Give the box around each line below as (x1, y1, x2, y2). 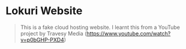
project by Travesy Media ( (20, 30, 87, 37)
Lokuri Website (5, 4, 83, 18)
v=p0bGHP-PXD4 (20, 36, 64, 43)
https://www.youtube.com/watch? (86, 30, 171, 37)
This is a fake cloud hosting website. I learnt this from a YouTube (20, 24, 181, 31)
